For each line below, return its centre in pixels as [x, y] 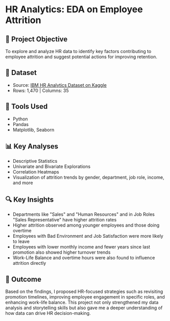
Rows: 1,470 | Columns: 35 [41, 90]
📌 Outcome [23, 279]
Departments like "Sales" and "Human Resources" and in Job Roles [83, 214]
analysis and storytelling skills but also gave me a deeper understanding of [84, 308]
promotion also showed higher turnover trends [62, 252]
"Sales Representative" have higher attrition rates [65, 220]
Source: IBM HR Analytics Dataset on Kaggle [60, 85]
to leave [21, 241]
